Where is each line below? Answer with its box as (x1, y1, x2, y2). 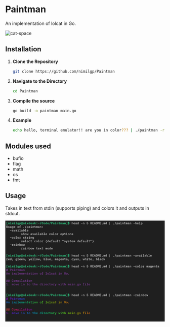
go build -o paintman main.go (12, 108, 77, 113)
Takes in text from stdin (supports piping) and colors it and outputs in (5, 205, 149, 211)
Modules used (5, 142, 52, 150)
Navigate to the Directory (12, 78, 67, 84)
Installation (5, 45, 41, 54)
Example (12, 117, 32, 123)
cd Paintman (12, 88, 38, 93)
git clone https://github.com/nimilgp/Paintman (12, 69, 115, 74)
